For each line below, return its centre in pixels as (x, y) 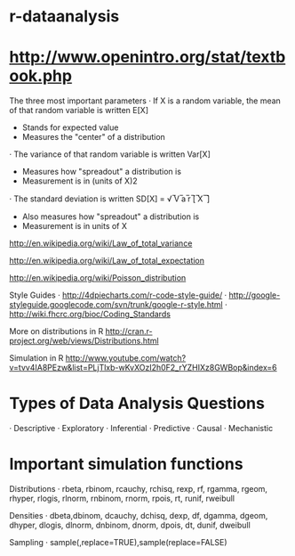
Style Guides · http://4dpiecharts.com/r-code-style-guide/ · (118, 295)
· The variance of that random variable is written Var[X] (110, 154)
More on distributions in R (56, 331)
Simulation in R (36, 358)
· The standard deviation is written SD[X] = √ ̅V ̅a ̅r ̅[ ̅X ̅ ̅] (110, 199)
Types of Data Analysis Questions (137, 404)
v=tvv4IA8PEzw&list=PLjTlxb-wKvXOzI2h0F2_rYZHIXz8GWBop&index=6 (143, 368)
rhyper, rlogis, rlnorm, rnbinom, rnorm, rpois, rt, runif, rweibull (122, 498)
